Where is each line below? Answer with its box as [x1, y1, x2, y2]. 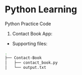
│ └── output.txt [5, 65, 47, 70]
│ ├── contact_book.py [5, 60, 58, 65]
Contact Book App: [12, 30, 53, 36]
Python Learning [5, 4, 77, 15]
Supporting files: [12, 40, 48, 47]
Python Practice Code [5, 21, 51, 27]
